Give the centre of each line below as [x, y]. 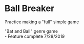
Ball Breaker [30, 8]
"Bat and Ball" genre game [31, 31]
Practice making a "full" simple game [42, 22]
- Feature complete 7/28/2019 [35, 36]
